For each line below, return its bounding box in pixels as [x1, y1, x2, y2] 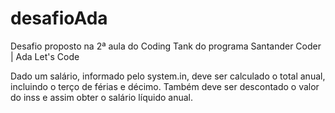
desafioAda [10, 7, 108, 30]
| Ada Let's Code [10, 50, 80, 62]
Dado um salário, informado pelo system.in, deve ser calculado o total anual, [10, 70, 326, 82]
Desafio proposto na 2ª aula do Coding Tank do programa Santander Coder [10, 40, 322, 52]
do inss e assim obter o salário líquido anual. [10, 91, 193, 103]
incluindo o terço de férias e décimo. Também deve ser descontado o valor [10, 80, 320, 92]
